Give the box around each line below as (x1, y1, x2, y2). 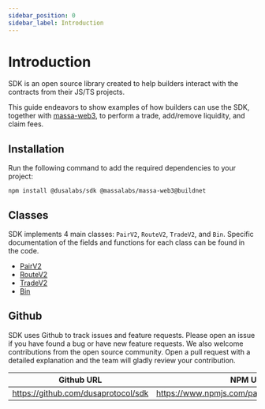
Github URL (58, 374, 103, 385)
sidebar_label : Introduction (8, 19, 104, 27)
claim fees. (8, 119, 44, 129)
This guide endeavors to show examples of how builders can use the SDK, (8, 103, 250, 112)
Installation (8, 142, 65, 156)
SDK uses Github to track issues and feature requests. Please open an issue (8, 330, 256, 340)
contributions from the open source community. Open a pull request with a (8, 347, 251, 356)
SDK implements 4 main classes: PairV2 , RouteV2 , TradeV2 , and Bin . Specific (8, 230, 254, 239)
